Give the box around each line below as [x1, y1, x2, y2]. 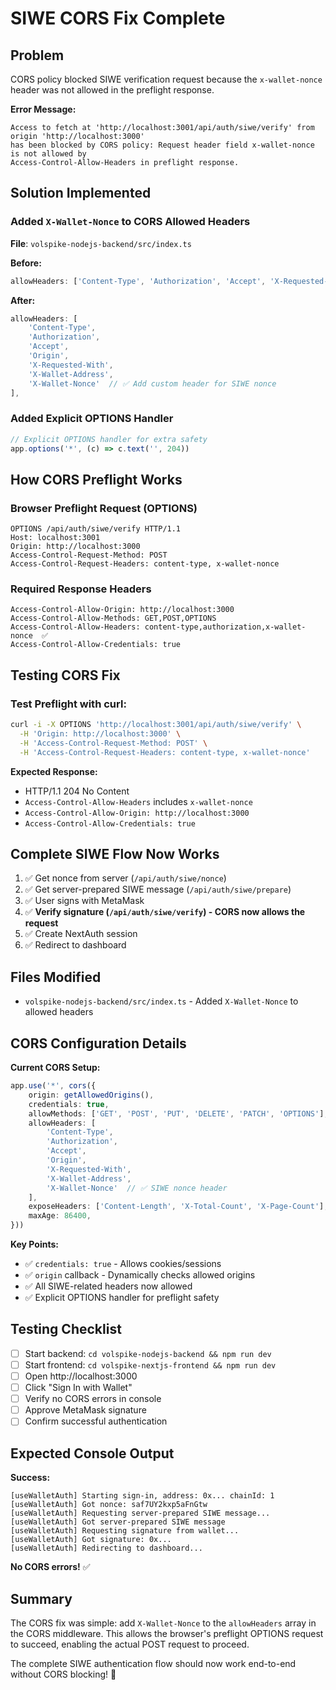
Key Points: [10, 1238, 59, 1251]
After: [10, 294, 36, 306]
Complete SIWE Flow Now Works [10, 846, 220, 863]
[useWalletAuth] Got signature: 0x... [10, 1535, 172, 1545]
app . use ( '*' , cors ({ [10, 1081, 97, 1091]
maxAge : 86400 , [28, 1211, 92, 1221]
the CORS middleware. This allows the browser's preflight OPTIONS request [10, 1627, 324, 1639]
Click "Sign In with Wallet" [24, 1382, 133, 1394]
